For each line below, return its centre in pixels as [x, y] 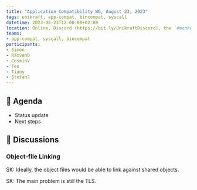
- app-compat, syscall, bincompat [48, 39]
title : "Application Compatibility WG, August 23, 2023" [77, 11]
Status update [31, 115]
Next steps [28, 121]
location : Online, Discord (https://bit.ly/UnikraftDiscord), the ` [91, 28]
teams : [14, 34]
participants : [23, 45]
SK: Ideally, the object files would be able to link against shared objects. [93, 169]
